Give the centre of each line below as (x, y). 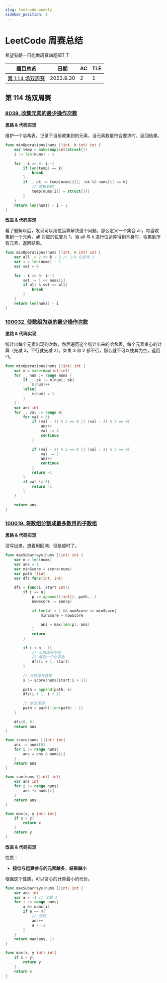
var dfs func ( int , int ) (39, 578)
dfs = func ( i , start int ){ (42, 588)
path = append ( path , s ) (47, 690)
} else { (30, 389)
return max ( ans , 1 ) (34, 939)
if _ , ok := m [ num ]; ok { (49, 380)
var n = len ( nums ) (33, 560)
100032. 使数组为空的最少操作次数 (47, 322)
